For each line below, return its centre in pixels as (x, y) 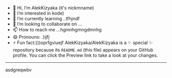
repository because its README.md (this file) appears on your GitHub (83, 50)
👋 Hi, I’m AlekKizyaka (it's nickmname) (53, 8)
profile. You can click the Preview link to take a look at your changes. (85, 55)
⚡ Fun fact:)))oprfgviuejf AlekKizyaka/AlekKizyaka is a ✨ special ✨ (83, 43)
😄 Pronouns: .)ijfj (31, 37)
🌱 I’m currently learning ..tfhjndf (46, 18)
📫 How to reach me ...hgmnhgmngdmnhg (57, 30)
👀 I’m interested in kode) (38, 13)
